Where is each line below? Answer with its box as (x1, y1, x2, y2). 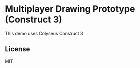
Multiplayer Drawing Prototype (5, 3, 135, 15)
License (5, 45, 30, 53)
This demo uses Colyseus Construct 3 (5, 30, 83, 36)
